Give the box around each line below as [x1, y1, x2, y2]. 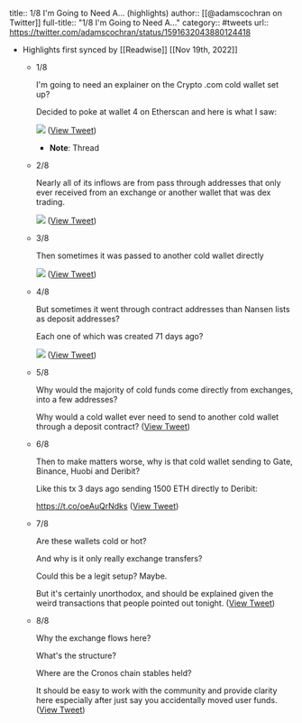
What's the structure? [35, 650, 117, 661]
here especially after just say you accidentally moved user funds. [35, 695, 278, 705]
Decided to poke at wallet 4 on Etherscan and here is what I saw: [35, 107, 278, 116]
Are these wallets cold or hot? [35, 536, 147, 546]
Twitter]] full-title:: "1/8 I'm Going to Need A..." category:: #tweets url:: [9, 17, 269, 28]
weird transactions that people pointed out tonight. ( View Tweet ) [35, 598, 276, 608]
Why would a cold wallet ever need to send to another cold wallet [35, 412, 279, 422]
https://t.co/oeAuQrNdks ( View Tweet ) [35, 501, 179, 511]
